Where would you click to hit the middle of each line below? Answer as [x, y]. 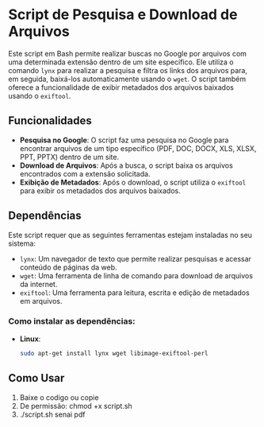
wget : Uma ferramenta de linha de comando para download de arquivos [136, 275]
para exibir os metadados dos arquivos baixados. [100, 190]
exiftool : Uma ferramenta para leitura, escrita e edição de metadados [134, 293]
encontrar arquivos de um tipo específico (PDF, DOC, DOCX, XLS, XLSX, [138, 148]
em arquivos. [41, 301]
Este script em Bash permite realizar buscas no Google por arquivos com [128, 53]
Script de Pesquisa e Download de [123, 15]
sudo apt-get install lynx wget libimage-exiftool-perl [114, 353]
